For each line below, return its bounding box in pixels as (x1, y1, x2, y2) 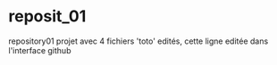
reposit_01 (8, 6, 87, 27)
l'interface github (8, 45, 71, 55)
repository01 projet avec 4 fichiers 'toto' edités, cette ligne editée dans (8, 36, 269, 46)
